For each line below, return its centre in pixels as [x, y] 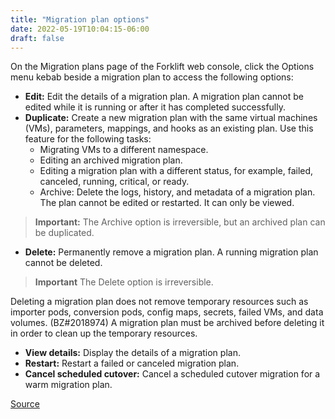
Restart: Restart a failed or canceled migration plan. [132, 363]
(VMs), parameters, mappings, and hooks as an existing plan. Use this [169, 128]
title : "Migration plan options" [80, 19]
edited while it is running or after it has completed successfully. [155, 107]
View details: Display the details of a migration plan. [132, 353]
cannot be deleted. [63, 263]
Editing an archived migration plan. [111, 160]
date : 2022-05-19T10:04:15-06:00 [80, 29]
